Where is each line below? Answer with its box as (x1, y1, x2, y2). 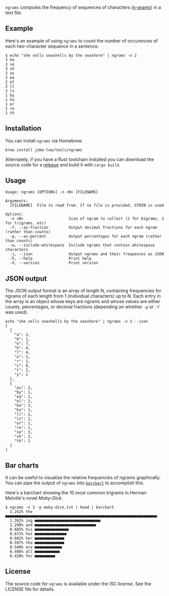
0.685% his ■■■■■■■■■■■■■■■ (10, 527, 69, 532)
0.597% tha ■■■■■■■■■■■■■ (10, 540, 65, 545)
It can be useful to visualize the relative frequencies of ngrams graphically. (5, 475, 161, 481)
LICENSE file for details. (5, 586, 55, 592)
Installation (5, 124, 41, 133)
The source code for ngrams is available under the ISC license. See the (5, 580, 152, 586)
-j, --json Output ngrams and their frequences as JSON (10, 251, 164, 257)
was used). (5, 309, 29, 315)
